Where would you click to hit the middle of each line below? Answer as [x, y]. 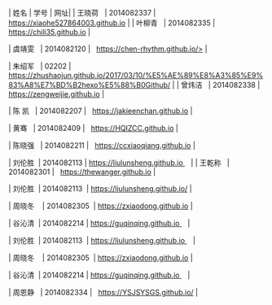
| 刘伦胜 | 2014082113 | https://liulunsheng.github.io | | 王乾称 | [119, 163]
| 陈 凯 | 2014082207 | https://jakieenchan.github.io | [101, 111]
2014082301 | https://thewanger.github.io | [82, 172]
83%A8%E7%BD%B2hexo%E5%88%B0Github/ [90, 85]
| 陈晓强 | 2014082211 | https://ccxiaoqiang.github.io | [102, 145]
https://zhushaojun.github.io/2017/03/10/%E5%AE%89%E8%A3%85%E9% [136, 75]
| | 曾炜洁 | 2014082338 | [216, 85]
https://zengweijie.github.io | [56, 94]
